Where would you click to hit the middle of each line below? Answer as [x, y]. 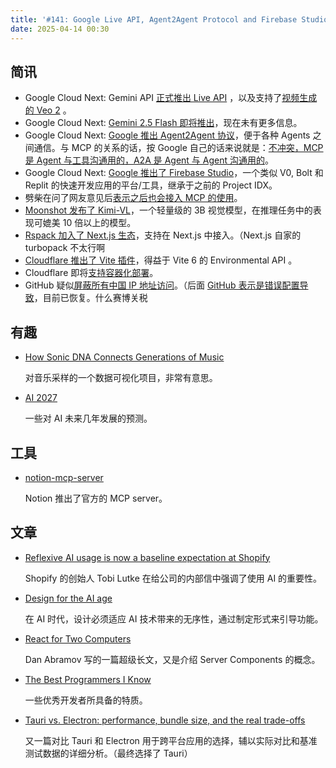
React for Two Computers [78, 638]
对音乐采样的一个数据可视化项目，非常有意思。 [121, 378]
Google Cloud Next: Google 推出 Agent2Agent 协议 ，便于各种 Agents [167, 135]
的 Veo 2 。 [48, 110]
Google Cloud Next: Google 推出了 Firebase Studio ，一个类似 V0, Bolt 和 [174, 173]
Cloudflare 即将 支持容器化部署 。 [91, 273]
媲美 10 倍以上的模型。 [89, 223]
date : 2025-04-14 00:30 [60, 29]
